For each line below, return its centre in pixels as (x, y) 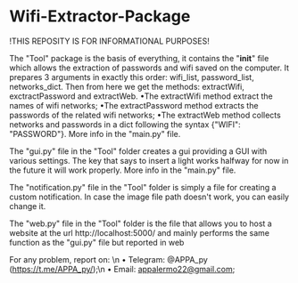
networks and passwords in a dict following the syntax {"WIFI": (125, 124)
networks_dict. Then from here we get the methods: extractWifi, (127, 86)
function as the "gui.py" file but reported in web (97, 242)
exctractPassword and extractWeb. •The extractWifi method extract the (141, 96)
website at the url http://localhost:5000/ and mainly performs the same (140, 232)
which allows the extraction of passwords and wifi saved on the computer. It (149, 68)
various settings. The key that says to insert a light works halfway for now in (149, 160)
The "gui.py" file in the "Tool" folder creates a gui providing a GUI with (138, 151)
